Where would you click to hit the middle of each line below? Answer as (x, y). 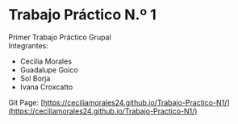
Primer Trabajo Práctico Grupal (60, 37)
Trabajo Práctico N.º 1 (83, 15)
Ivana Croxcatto (46, 87)
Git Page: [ (26, 102)
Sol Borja (35, 78)
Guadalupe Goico (49, 69)
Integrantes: (28, 45)
